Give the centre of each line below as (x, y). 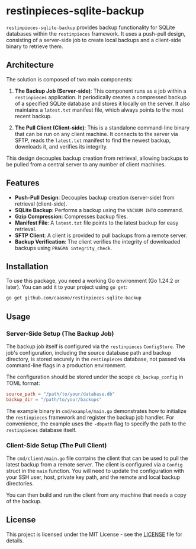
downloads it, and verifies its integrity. (61, 146)
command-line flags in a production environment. (66, 365)
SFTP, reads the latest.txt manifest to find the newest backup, (93, 140)
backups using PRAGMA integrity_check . (63, 248)
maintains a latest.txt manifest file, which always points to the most (99, 110)
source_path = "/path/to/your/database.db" (61, 394)
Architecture (30, 65)
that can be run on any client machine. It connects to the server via (97, 134)
